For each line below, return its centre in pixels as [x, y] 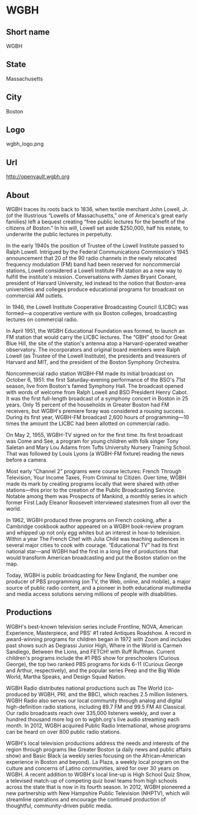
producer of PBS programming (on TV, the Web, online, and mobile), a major [98, 582]
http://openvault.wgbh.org [38, 176]
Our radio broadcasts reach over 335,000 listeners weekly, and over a [91, 713]
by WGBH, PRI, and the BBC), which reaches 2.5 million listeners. [110, 694]
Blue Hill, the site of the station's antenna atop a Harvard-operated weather [97, 343]
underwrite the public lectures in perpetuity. [59, 234]
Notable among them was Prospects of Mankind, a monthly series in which [97, 496]
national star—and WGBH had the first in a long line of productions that [92, 552]
